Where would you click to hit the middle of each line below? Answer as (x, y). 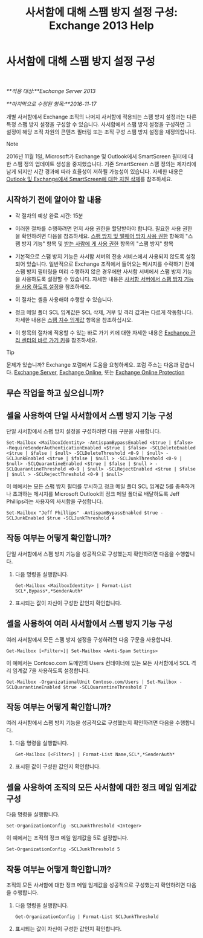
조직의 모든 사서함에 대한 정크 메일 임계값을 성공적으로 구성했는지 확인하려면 (96, 885)
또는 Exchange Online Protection (144, 372)
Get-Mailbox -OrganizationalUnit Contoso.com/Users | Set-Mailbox (92, 682)
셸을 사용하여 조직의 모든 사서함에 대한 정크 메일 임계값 (101, 787)
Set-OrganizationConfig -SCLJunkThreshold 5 (63, 849)
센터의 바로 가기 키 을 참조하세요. (60, 340)
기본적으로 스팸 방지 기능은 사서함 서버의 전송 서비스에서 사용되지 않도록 (100, 256)
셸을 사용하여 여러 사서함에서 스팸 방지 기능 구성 (90, 624)
